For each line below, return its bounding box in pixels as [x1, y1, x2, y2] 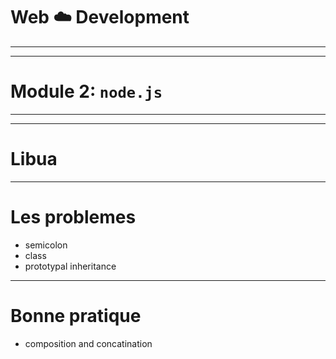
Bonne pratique [10, 304, 142, 327]
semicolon [24, 239, 68, 251]
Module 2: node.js [10, 80, 163, 103]
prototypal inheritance [24, 260, 117, 272]
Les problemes [10, 206, 137, 228]
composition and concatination [24, 337, 153, 349]
